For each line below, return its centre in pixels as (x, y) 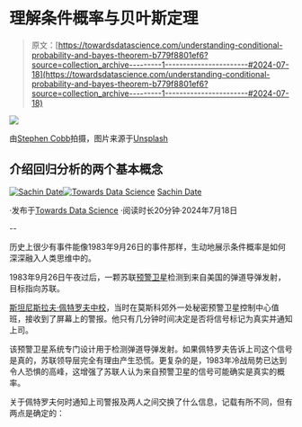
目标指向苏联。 (37, 288)
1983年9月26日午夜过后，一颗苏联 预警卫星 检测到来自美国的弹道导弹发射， (147, 277)
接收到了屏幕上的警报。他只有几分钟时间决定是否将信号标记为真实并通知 (159, 318)
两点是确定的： (37, 413)
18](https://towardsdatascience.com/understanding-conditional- (151, 74)
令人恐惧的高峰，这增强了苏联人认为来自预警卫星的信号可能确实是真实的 (143, 371)
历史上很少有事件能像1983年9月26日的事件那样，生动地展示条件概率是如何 (147, 246)
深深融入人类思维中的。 (53, 258)
